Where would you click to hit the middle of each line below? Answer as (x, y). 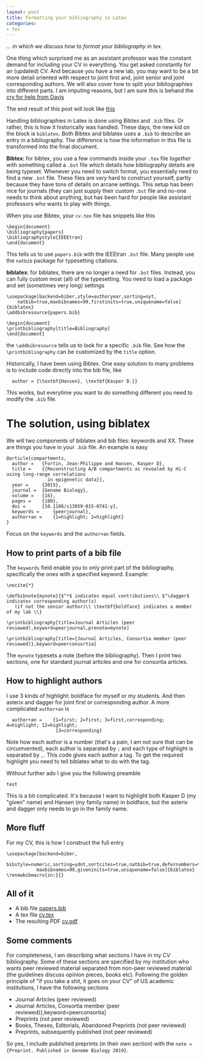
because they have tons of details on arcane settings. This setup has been (100, 184)
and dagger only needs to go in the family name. (67, 809)
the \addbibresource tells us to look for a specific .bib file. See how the (96, 345)
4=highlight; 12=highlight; (42, 725)
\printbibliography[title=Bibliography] (59, 329)
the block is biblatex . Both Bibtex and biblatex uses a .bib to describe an (99, 134)
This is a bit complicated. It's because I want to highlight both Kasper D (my (101, 795)
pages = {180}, (35, 501)
